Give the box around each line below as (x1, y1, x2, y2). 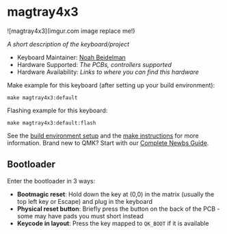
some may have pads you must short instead (16, 211, 144, 220)
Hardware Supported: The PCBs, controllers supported (16, 60, 172, 68)
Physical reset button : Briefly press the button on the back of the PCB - (16, 205, 220, 213)
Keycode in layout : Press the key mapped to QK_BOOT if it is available (16, 219, 209, 227)
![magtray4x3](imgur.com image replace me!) (7, 27, 135, 35)
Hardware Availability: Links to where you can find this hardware (16, 68, 200, 76)
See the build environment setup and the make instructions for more (7, 131, 200, 140)
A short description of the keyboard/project (7, 40, 130, 48)
